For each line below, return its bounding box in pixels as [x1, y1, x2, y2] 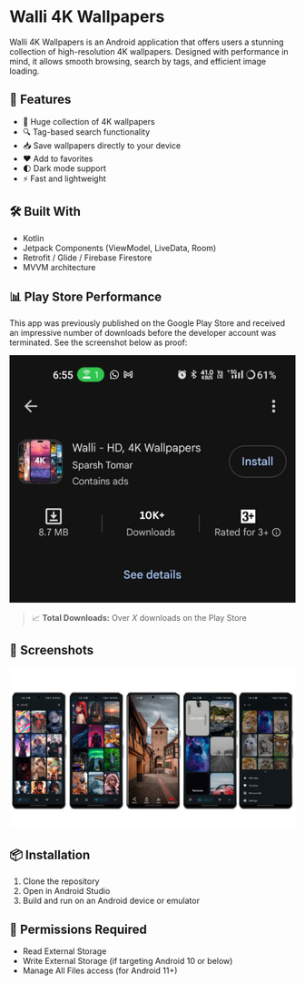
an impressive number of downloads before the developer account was [9, 328, 277, 339]
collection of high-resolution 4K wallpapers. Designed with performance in [9, 46, 289, 56]
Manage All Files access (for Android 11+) [22, 965, 178, 976]
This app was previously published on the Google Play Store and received [9, 318, 286, 329]
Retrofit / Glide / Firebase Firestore [22, 252, 152, 263]
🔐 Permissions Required [9, 921, 147, 937]
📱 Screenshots [9, 642, 94, 657]
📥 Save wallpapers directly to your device [22, 139, 182, 151]
